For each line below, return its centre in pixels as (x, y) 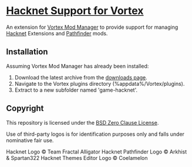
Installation (27, 52)
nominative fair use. (30, 140)
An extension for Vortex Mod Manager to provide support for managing (92, 27)
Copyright (25, 108)
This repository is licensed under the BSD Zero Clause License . (82, 122)
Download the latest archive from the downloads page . (81, 77)
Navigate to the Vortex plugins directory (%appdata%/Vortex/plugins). (100, 83)
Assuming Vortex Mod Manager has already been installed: (78, 66)
